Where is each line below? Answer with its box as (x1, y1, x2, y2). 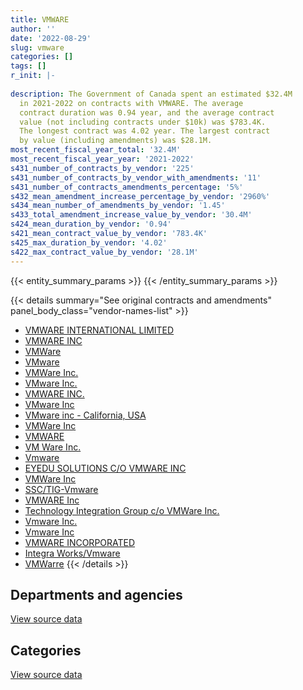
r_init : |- (10, 71, 56, 81)
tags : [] (10, 61, 47, 71)
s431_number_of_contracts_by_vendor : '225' (10, 163, 195, 173)
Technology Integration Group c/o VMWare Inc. (24, 504, 220, 516)
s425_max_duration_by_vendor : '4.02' (10, 237, 168, 248)
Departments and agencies (10, 586, 183, 603)
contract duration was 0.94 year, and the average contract (19, 107, 275, 118)
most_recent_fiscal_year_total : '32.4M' (10, 145, 182, 155)
